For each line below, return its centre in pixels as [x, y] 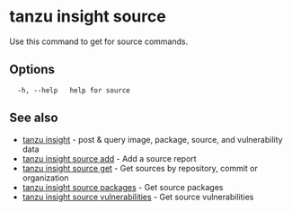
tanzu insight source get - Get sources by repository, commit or [140, 168]
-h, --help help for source [74, 90]
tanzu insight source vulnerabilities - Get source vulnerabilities [138, 197]
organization [45, 178]
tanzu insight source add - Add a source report [109, 158]
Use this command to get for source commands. [99, 41]
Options [32, 70]
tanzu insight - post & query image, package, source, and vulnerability [152, 139]
